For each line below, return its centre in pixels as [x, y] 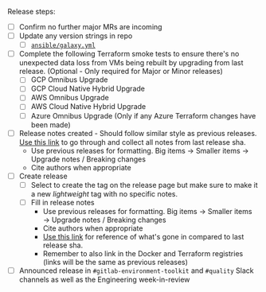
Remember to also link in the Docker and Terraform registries [143, 253]
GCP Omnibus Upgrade [69, 80]
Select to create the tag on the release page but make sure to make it [144, 185]
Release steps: [31, 12]
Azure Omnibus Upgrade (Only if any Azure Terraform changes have [143, 115]
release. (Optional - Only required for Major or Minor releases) [121, 72]
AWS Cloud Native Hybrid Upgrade [88, 107]
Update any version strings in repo [76, 36]
